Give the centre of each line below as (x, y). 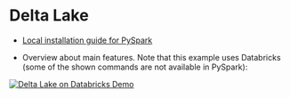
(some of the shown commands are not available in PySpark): (135, 67)
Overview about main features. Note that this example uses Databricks (152, 57)
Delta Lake (49, 16)
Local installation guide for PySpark (87, 40)
